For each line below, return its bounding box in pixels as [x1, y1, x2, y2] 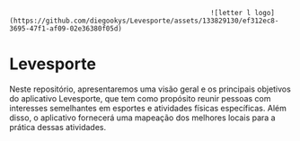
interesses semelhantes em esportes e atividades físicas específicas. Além [9, 102, 287, 113]
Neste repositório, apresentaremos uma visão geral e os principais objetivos [9, 84, 292, 94]
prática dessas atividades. [9, 121, 106, 132]
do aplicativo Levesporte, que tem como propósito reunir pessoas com [9, 93, 271, 103]
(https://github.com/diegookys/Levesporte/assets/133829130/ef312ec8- [9, 16, 279, 25]
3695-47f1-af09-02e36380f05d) [9, 24, 123, 33]
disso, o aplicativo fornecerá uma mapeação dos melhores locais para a [9, 112, 276, 123]
